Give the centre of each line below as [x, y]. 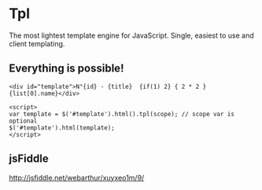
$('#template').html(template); [62, 128]
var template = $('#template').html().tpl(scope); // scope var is [122, 114]
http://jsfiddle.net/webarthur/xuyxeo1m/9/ [77, 177]
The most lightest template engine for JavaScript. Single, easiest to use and [131, 35]
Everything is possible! [66, 69]
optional [23, 121]
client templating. [37, 43]
